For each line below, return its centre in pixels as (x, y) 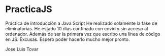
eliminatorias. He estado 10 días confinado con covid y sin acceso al (77, 28)
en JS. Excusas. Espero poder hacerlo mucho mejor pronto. (68, 39)
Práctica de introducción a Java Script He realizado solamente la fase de (81, 23)
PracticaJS (29, 9)
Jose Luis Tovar (22, 49)
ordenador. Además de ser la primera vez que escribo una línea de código (83, 34)
